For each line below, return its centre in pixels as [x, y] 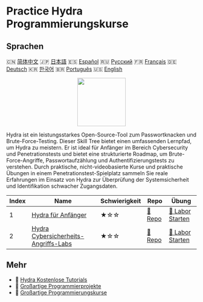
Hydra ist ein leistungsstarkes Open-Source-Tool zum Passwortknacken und [101, 135]
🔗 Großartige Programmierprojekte [58, 286]
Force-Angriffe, [25, 160]
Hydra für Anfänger [59, 215]
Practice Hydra [45, 11]
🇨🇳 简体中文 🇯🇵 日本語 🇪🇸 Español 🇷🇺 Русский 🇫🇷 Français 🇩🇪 [92, 61]
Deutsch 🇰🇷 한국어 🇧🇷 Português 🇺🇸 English [64, 69]
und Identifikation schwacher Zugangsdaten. [62, 186]
